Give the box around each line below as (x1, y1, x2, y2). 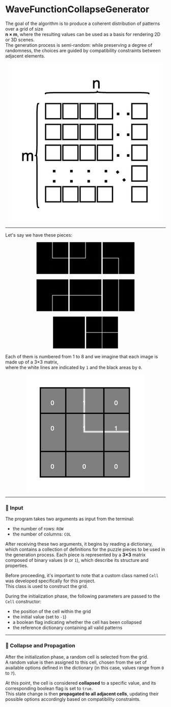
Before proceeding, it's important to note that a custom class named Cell (5, 573, 159, 579)
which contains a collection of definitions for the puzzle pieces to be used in (5, 546, 165, 553)
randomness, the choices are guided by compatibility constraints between (5, 47, 161, 53)
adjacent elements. (5, 52, 45, 59)
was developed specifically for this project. (5, 578, 96, 584)
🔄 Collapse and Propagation (5, 642, 75, 649)
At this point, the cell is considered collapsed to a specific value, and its (5, 680, 156, 686)
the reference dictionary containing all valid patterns (12, 625, 123, 631)
